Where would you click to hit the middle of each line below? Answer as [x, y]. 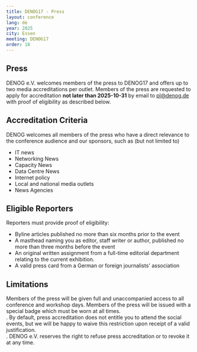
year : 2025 [20, 28]
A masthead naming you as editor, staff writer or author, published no [99, 241]
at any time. [20, 343]
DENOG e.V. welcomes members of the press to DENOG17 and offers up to [97, 83]
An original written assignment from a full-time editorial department [97, 253]
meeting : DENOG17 [28, 39]
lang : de [17, 22]
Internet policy [32, 177]
